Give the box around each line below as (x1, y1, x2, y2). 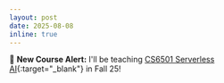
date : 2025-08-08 (9, 21, 74, 30)
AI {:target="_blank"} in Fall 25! (9, 63, 122, 74)
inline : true (9, 29, 58, 38)
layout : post (9, 12, 58, 22)
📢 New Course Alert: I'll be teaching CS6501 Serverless (9, 54, 215, 65)
